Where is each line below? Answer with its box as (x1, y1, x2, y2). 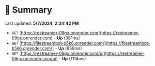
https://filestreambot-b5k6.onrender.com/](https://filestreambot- (21, 40, 150, 46)
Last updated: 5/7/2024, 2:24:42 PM (4, 20, 79, 26)
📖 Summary (4, 4, 52, 16)
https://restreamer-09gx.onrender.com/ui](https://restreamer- (21, 50, 145, 56)
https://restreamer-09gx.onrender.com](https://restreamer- (21, 30, 140, 35)
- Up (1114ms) (59, 55, 86, 61)
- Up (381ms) (53, 35, 80, 41)
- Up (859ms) (55, 45, 82, 51)
